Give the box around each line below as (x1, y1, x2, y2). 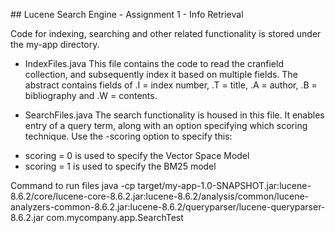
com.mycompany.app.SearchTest (46, 212, 184, 223)
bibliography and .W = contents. (24, 90, 158, 101)
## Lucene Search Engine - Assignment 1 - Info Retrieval (10, 9, 244, 20)
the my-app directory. (10, 39, 100, 50)
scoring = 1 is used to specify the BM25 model (24, 160, 217, 172)
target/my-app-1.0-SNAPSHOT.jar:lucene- (137, 180, 312, 191)
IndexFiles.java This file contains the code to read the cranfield (24, 58, 284, 69)
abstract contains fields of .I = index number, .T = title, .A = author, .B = (24, 79, 318, 91)
